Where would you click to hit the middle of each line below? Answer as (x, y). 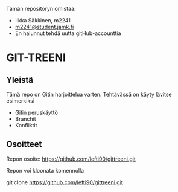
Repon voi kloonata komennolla (45, 170)
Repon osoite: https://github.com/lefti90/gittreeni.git (71, 159)
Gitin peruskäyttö (37, 112)
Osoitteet (24, 144)
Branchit (25, 119)
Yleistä (20, 80)
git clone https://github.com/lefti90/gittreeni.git (65, 182)
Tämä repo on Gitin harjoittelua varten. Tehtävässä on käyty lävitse (89, 94)
